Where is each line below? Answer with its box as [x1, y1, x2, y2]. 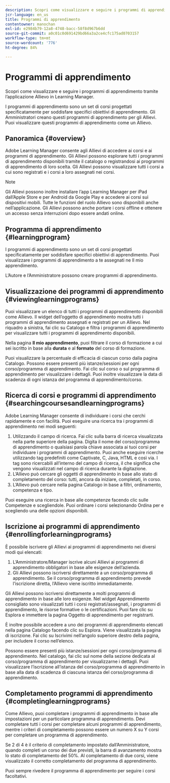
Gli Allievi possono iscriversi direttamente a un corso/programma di [12, 570, 153, 576]
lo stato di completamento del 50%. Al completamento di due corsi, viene [5, 753, 158, 759]
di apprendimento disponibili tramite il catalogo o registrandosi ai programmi [5, 158, 164, 165]
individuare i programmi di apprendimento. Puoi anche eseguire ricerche [12, 449, 164, 455]
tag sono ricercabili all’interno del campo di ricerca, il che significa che [12, 460, 160, 466]
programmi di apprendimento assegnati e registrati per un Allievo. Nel [5, 319, 150, 325]
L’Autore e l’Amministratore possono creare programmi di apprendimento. [5, 272, 158, 279]
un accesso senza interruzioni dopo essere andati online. [5, 210, 124, 216]
